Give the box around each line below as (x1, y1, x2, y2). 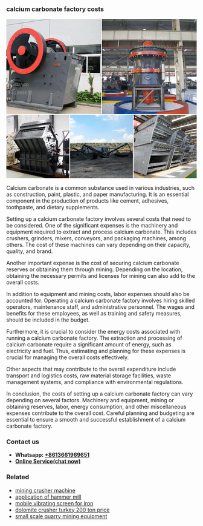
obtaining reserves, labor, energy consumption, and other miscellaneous (6, 403, 187, 410)
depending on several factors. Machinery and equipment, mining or (6, 396, 174, 403)
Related (6, 473, 30, 481)
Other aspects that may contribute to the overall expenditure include (6, 365, 176, 373)
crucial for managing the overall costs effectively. (6, 354, 129, 361)
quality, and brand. (6, 248, 53, 255)
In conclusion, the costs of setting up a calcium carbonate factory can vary (6, 390, 193, 397)
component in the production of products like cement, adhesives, (6, 197, 169, 204)
